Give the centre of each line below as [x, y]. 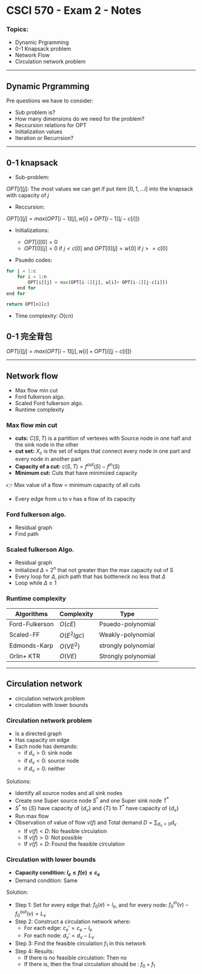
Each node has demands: [46, 746]
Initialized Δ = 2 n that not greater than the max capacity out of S [94, 569]
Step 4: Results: [35, 951]
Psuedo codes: [34, 260]
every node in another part [48, 459]
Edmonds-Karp [31, 646]
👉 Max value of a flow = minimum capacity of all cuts [73, 485]
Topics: [17, 30]
